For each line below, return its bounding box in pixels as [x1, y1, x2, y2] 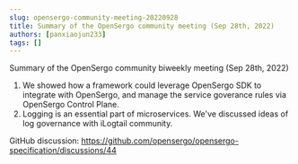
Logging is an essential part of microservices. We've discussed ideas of [22, 108, 289, 119]
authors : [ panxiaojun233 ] [9, 30, 106, 39]
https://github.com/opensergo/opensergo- [81, 135, 240, 146]
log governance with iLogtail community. [22, 118, 173, 129]
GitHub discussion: [9, 135, 80, 146]
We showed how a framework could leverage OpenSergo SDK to [22, 80, 262, 91]
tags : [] [9, 38, 42, 47]
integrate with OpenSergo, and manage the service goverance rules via [22, 90, 287, 100]
